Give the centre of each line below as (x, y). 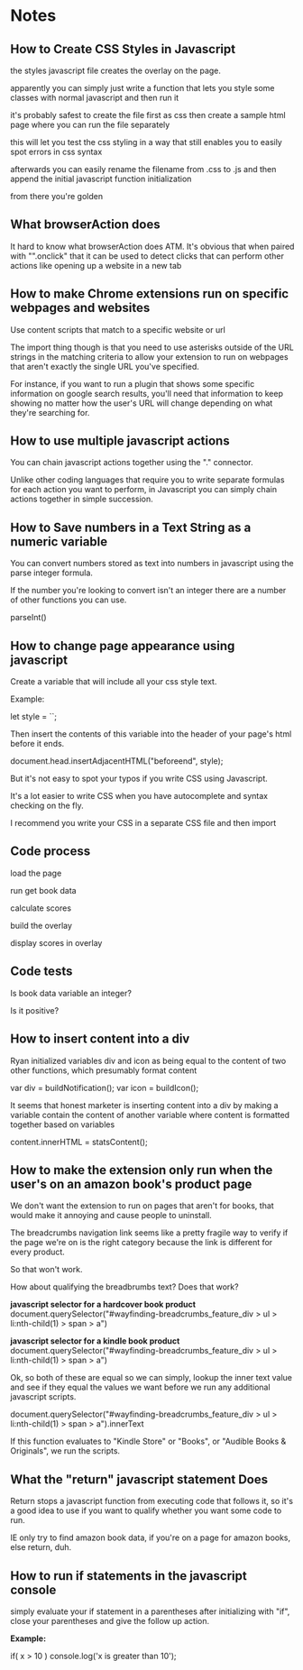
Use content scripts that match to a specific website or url (118, 329)
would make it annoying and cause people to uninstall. (111, 1216)
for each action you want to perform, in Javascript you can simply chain (144, 490)
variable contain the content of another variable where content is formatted (150, 1115)
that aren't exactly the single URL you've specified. (105, 366)
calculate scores (41, 908)
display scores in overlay (56, 942)
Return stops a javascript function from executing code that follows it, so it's (152, 1501)
